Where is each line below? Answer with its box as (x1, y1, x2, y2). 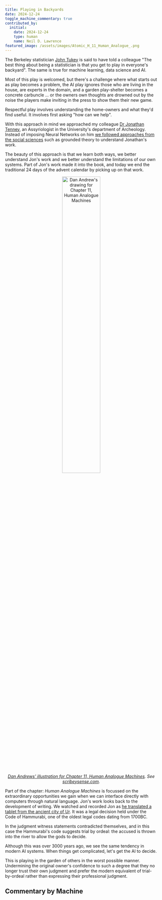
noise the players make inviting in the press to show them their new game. (5, 97, 153, 103)
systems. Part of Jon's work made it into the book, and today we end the (5, 162, 150, 167)
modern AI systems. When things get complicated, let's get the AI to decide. (5, 848, 157, 854)
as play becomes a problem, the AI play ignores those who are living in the (5, 81, 153, 88)
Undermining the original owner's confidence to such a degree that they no (5, 863, 155, 868)
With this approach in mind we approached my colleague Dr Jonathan (5, 121, 144, 127)
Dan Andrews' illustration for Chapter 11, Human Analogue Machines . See (8, 773, 155, 779)
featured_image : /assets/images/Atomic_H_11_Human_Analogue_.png (5, 43, 139, 48)
